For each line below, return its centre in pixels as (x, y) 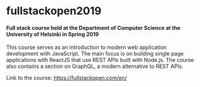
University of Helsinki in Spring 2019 (53, 34)
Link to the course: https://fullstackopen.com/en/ (67, 78)
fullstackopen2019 (54, 11)
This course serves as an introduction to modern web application (87, 47)
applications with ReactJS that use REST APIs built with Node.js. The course (100, 60)
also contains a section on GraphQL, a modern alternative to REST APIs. (95, 66)
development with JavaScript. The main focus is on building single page (95, 54)
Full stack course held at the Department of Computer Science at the (93, 27)
